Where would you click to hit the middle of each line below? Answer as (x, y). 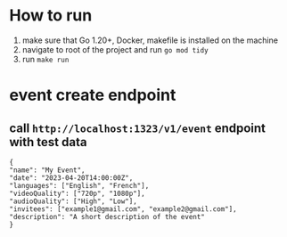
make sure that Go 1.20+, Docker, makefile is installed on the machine (150, 40)
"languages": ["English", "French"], (79, 185)
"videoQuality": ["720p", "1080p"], (77, 193)
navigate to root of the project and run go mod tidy (115, 49)
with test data (48, 142)
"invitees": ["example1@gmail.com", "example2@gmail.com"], (123, 209)
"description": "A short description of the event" (107, 217)
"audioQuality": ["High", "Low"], (74, 201)
